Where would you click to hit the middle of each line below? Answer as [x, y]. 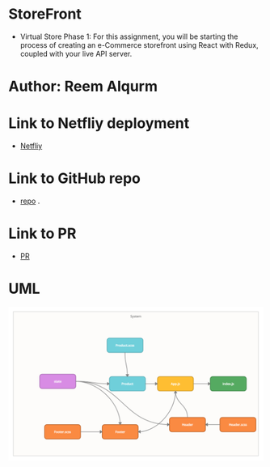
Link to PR [42, 234]
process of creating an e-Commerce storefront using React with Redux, [139, 45]
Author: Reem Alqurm [83, 87]
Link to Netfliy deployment [99, 123]
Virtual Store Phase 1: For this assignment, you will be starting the [129, 36]
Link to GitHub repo [75, 178]
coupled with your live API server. [76, 53]
